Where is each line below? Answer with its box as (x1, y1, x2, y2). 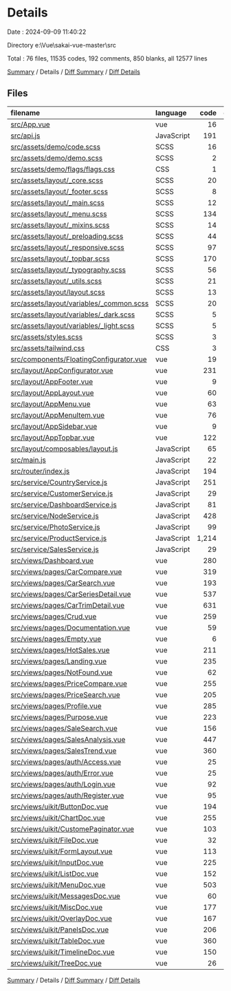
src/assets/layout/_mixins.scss (10, 220, 110, 230)
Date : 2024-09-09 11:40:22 (7, 28, 87, 36)
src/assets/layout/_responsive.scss (10, 242, 125, 252)
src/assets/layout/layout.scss (10, 287, 105, 297)
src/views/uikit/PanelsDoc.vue (10, 924, 109, 934)
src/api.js (10, 131, 41, 140)
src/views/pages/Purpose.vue (10, 712, 108, 722)
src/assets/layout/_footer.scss (10, 187, 109, 196)
